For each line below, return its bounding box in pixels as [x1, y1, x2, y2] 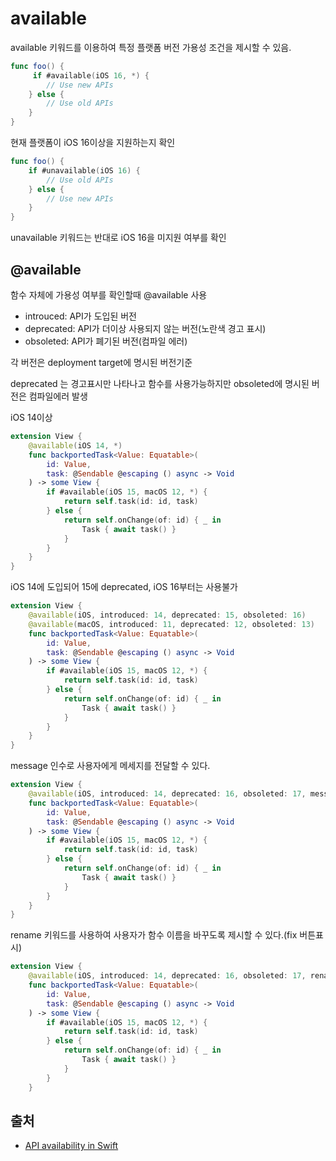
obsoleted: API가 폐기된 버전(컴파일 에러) [24, 335, 188, 347]
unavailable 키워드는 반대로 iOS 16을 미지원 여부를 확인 [10, 232, 227, 244]
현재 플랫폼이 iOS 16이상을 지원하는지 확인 [10, 137, 176, 149]
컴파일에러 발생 [28, 390, 88, 402]
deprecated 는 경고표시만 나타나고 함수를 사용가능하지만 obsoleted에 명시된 [10, 378, 310, 389]
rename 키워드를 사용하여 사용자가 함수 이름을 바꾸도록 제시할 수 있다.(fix [10, 929, 298, 941]
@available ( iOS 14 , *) [28, 440, 123, 451]
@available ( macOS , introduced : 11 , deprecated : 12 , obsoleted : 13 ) [28, 619, 315, 629]
